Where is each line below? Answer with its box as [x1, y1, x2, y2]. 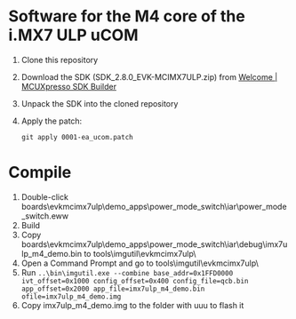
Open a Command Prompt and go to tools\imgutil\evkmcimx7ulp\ [20, 258, 260, 268]
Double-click [20, 191, 68, 202]
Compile [8, 163, 72, 183]
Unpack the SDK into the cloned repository [20, 98, 179, 108]
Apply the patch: [20, 116, 83, 126]
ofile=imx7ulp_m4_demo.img [20, 291, 122, 301]
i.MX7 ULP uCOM [8, 25, 139, 45]
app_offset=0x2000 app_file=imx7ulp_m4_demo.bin [20, 284, 205, 293]
